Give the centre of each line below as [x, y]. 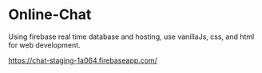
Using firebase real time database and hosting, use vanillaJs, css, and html [131, 36]
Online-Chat [50, 15]
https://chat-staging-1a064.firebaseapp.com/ [83, 60]
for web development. [45, 44]
